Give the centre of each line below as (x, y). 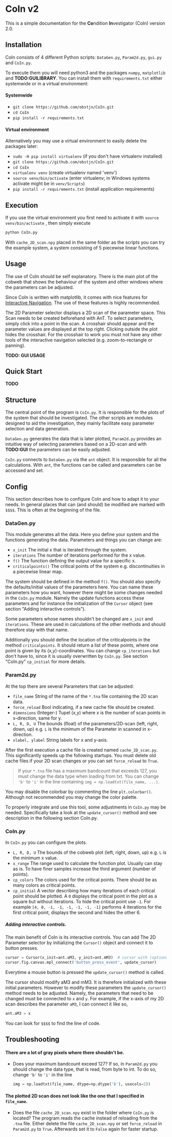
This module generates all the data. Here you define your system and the (82, 535)
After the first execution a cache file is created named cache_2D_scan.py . (81, 750)
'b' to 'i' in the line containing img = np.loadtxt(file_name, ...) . (89, 781)
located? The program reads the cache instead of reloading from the (85, 1118)
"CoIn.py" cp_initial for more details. (46, 662)
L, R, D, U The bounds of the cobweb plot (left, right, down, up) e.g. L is (90, 852)
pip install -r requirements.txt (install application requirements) (83, 189)
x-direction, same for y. (37, 718)
